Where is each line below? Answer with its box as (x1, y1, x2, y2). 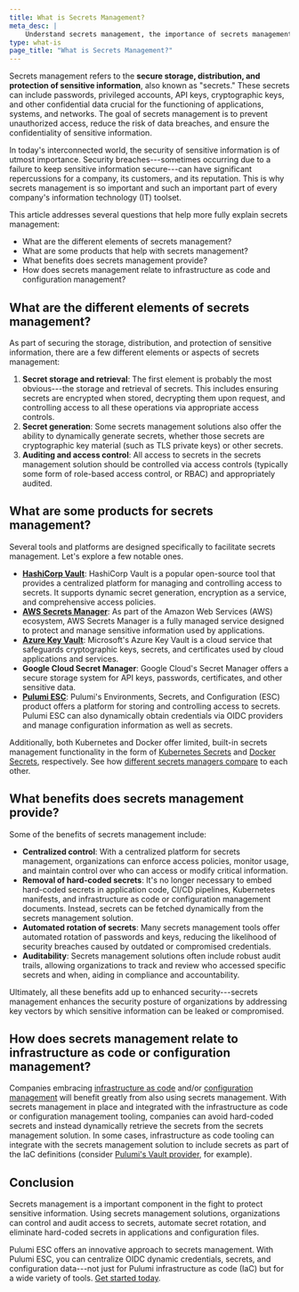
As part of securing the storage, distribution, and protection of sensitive (9, 337, 272, 348)
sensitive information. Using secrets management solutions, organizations (9, 1208, 280, 1219)
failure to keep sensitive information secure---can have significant (9, 164, 252, 175)
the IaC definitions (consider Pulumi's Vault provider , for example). (9, 1149, 253, 1160)
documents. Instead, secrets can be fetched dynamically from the (21, 902, 264, 914)
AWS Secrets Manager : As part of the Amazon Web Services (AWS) (21, 605, 273, 616)
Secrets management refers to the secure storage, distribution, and (9, 70, 261, 81)
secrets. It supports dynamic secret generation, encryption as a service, (21, 587, 287, 597)
